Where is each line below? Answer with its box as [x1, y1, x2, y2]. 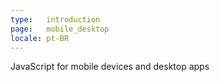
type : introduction [10, 14, 101, 25]
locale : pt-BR [10, 33, 70, 43]
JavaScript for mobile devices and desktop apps [10, 61, 210, 73]
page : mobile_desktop [10, 24, 110, 34]
